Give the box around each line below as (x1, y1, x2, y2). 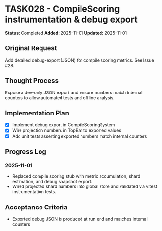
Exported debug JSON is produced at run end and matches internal (12, 216, 148, 222)
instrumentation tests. (12, 189, 56, 195)
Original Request (5, 44, 57, 52)
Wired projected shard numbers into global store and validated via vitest (12, 184, 158, 189)
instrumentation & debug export (5, 14, 138, 25)
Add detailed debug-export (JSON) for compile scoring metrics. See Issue (5, 57, 155, 63)
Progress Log (5, 147, 46, 156)
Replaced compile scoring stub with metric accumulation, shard (12, 173, 141, 179)
